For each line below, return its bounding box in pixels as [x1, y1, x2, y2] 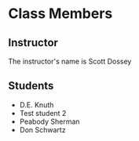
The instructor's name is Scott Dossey [8, 56, 132, 66]
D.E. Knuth [19, 99, 54, 110]
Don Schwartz [19, 125, 66, 134]
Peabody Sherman [19, 117, 80, 126]
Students [8, 79, 54, 92]
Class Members [8, 5, 113, 23]
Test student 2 [19, 108, 67, 117]
